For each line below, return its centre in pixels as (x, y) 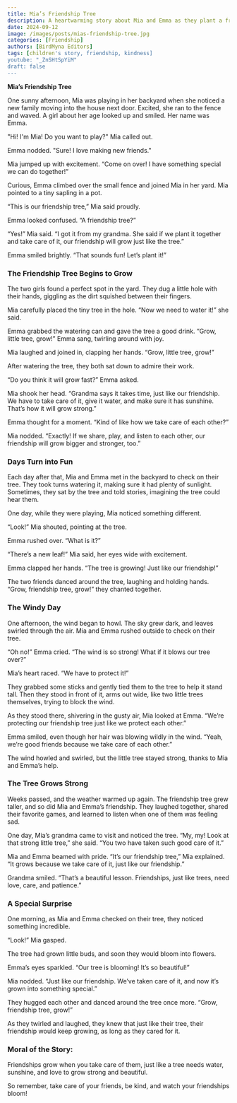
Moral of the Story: (40, 1049)
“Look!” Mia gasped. (37, 940)
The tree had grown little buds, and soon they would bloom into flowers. (112, 954)
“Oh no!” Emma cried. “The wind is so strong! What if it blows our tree (109, 652)
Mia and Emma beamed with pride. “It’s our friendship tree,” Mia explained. (116, 856)
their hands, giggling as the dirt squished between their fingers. (99, 296)
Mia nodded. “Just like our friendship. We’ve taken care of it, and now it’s (113, 981)
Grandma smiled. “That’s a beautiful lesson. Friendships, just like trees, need (118, 877)
